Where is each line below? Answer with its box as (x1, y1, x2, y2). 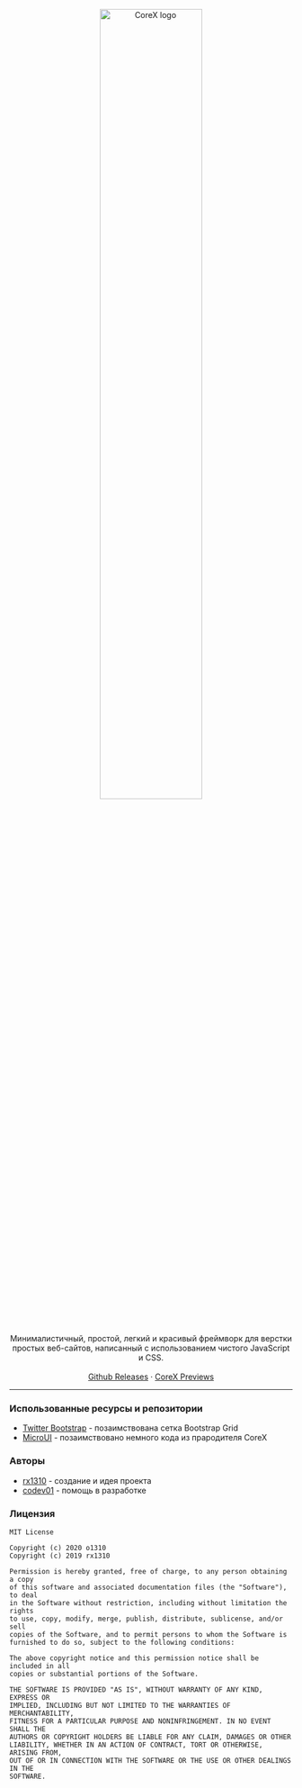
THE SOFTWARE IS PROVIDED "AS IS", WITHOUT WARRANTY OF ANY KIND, (9, 1684, 263, 1694)
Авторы (9, 1455, 46, 1467)
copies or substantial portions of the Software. (9, 1669, 200, 1678)
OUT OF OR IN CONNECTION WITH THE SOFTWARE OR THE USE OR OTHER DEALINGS (9, 1756, 292, 1765)
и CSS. (138, 1352, 164, 1363)
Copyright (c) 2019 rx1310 (9, 1551, 111, 1560)
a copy (9, 1575, 34, 1584)
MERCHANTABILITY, (9, 1709, 75, 1718)
